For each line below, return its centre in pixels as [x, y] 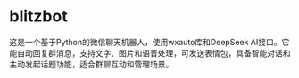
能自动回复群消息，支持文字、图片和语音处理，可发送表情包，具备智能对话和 [150, 53]
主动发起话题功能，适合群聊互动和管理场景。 [91, 64]
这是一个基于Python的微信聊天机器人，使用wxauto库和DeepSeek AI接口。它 [149, 42]
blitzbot [39, 16]
